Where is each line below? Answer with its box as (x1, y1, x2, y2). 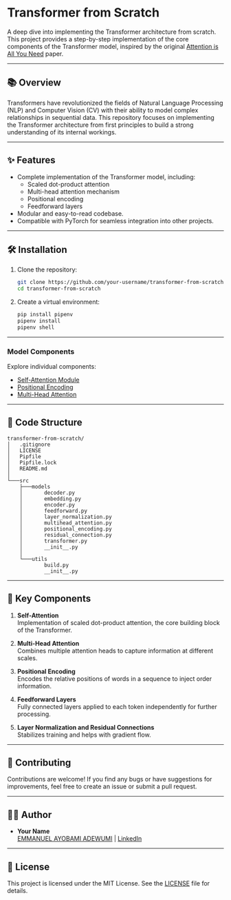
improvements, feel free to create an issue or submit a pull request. (7, 782, 197, 790)
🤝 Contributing (7, 757, 71, 769)
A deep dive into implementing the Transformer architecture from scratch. (7, 28, 217, 36)
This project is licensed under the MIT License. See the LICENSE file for (7, 879, 210, 888)
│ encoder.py (19, 501, 76, 508)
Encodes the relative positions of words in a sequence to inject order (16, 674, 212, 683)
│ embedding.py (19, 495, 81, 502)
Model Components (7, 347, 75, 356)
